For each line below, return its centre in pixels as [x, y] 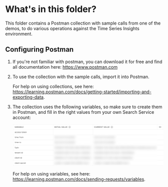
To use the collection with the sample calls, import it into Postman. [81, 77]
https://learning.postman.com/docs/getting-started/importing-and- [82, 92]
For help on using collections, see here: [53, 86]
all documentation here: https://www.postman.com [65, 67]
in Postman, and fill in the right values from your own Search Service [83, 112]
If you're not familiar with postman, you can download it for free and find [87, 62]
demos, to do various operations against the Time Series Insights [72, 28]
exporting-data [28, 97]
